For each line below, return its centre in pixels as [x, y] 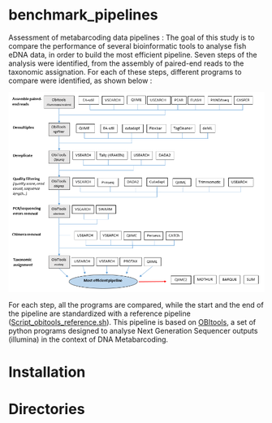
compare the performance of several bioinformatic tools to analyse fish [127, 45]
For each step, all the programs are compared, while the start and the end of [136, 304]
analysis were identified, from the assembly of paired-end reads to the [126, 63]
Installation [47, 372]
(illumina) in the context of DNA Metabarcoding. [89, 339]
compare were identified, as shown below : [80, 80]
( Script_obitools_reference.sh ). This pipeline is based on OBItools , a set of [132, 322]
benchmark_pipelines [83, 15]
